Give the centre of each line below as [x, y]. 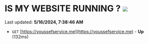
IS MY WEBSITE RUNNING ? [63, 9]
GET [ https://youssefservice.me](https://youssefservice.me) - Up [78, 31]
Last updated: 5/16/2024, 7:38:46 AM [44, 22]
